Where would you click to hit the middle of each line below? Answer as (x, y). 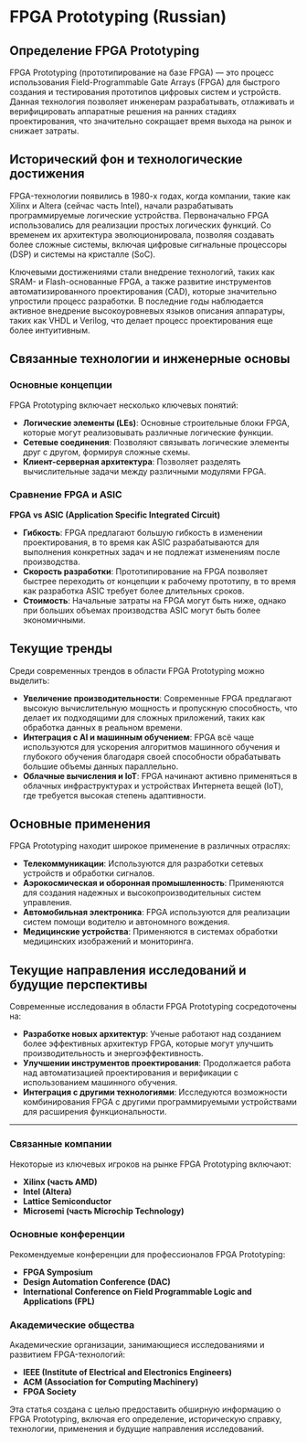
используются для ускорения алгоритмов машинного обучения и (151, 746)
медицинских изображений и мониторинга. (108, 941)
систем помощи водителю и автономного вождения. (126, 922)
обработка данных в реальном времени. (102, 727)
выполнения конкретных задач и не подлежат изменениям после (151, 551)
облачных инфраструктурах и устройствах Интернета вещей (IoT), (153, 786)
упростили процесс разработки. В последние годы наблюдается (137, 301)
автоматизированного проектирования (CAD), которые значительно (143, 291)
